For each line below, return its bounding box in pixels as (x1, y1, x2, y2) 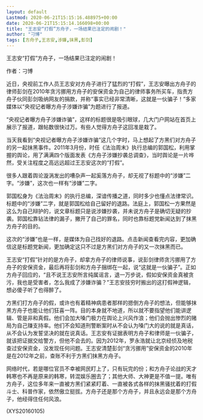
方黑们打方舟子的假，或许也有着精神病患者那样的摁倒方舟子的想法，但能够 (6, 299, 192, 306)
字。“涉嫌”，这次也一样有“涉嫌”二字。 (6, 179, 101, 187)
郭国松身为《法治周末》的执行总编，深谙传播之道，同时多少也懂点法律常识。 (6, 192, 197, 199)
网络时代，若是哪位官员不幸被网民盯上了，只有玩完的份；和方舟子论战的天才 (6, 365, 197, 372)
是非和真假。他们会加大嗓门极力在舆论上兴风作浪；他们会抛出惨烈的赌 (22, 315, 197, 321)
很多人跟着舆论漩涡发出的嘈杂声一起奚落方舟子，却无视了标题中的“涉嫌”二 (6, 172, 192, 179)
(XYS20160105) (6, 407, 45, 415)
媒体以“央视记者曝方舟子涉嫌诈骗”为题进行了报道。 (6, 103, 133, 110)
